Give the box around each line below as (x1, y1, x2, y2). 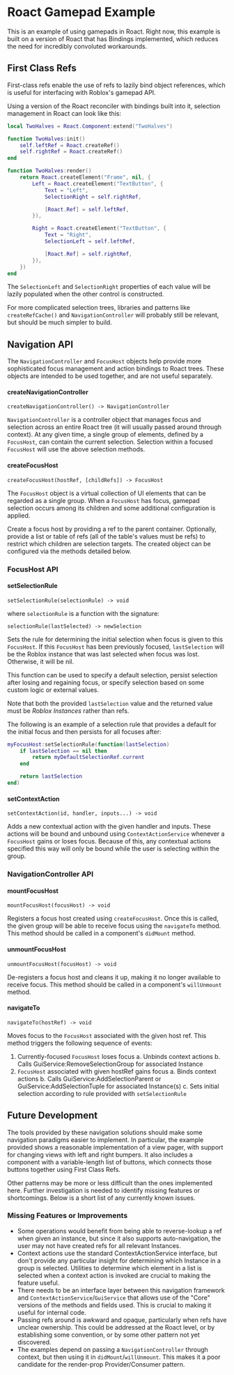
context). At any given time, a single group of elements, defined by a (7, 430, 204, 439)
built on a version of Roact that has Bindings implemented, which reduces (7, 34, 219, 43)
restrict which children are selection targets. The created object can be (7, 539, 211, 548)
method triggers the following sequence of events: (7, 1039, 153, 1047)
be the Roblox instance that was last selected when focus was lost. (7, 649, 200, 658)
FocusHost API (7, 564, 58, 574)
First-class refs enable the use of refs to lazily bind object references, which (7, 81, 226, 89)
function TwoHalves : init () (7, 135, 86, 142)
